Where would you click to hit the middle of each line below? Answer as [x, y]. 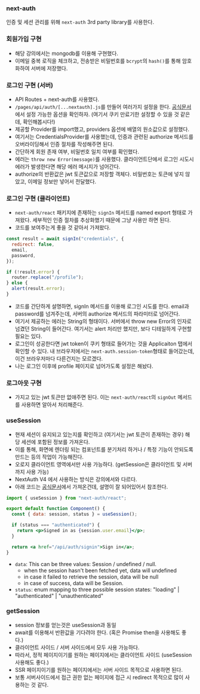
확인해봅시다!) [39, 121]
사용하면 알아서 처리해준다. [53, 405]
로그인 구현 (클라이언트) [38, 198]
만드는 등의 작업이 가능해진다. [49, 457]
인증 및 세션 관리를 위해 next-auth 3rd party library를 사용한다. [80, 22]
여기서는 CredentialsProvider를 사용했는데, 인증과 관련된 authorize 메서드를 [104, 136]
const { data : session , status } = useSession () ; [74, 514]
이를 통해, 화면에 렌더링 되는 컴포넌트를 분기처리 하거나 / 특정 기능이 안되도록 [104, 449]
